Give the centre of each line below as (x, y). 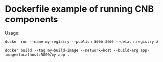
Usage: (12, 33)
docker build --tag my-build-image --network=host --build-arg (72, 50)
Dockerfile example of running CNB (80, 9)
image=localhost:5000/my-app (35, 55)
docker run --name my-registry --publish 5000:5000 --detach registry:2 (82, 42)
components (32, 19)
